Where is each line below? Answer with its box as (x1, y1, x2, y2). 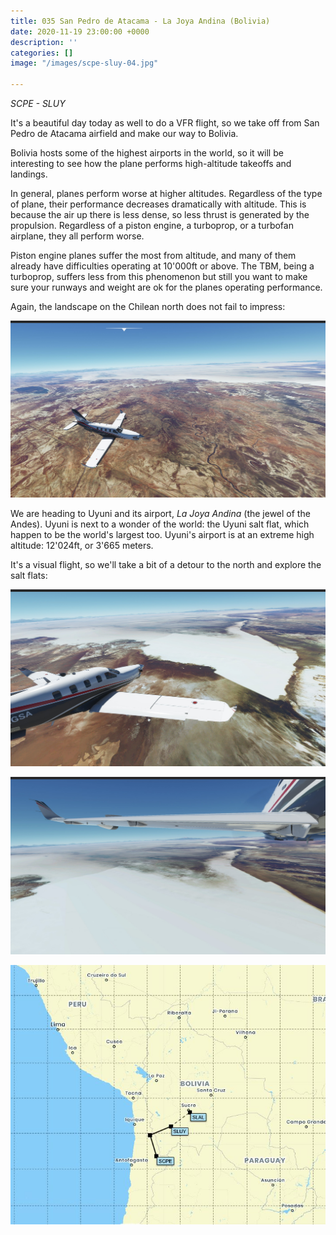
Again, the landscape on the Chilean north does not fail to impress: (10, 301, 286, 312)
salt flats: (10, 570, 48, 581)
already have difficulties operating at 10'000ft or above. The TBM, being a (10, 260, 315, 272)
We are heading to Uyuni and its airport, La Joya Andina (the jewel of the (10, 508, 311, 519)
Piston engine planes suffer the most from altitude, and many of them (10, 250, 297, 261)
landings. (10, 168, 48, 180)
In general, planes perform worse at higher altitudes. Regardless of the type (10, 188, 323, 199)
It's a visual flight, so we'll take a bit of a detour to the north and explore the (10, 559, 322, 570)
